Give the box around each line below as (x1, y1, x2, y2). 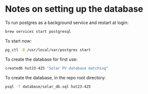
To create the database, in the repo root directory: (5, 74, 106, 80)
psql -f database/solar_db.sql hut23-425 (5, 84, 91, 89)
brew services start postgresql (5, 29, 71, 34)
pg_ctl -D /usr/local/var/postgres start (5, 47, 91, 52)
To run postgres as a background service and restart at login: (5, 20, 129, 25)
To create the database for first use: (5, 56, 77, 62)
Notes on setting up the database (5, 3, 144, 15)
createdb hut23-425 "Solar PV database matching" (5, 66, 109, 70)
